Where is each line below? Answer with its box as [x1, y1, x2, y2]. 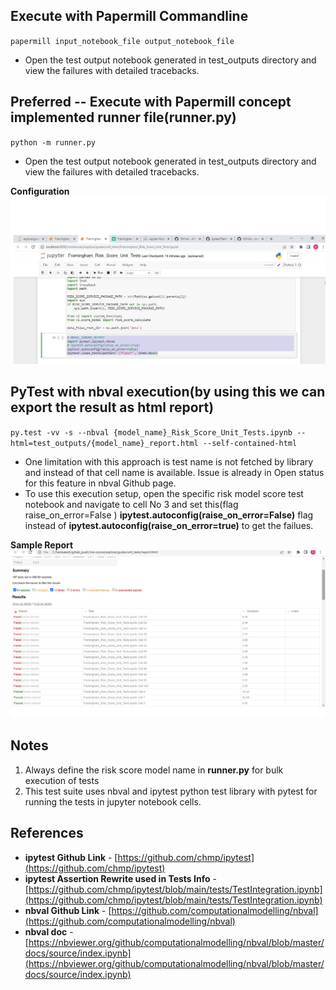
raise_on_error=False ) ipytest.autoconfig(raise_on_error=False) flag [24, 509, 314, 521]
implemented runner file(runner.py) [10, 109, 237, 126]
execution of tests [24, 774, 100, 786]
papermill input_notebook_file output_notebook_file [10, 36, 235, 46]
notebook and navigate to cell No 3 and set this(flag [24, 498, 239, 510]
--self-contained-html [202, 438, 298, 448]
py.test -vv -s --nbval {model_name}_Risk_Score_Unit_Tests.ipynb [10, 427, 293, 438]
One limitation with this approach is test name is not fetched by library [24, 455, 314, 468]
